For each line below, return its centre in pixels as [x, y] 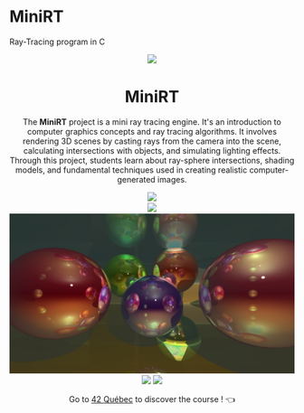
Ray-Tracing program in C [57, 42]
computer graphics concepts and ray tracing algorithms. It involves [152, 131]
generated [136, 179]
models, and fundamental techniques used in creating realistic [131, 170]
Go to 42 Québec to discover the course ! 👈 [152, 399]
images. [172, 179]
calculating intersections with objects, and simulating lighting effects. [152, 150]
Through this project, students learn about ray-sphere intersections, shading [152, 160]
